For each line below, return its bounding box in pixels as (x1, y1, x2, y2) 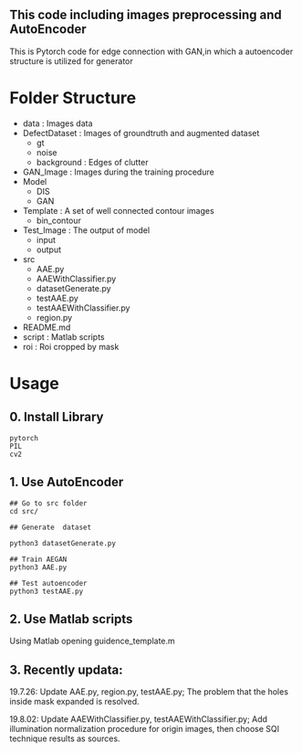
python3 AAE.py (9, 562, 68, 572)
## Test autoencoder (9, 578, 89, 588)
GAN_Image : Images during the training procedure (22, 166, 214, 177)
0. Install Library (9, 409, 104, 425)
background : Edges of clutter (36, 156, 149, 167)
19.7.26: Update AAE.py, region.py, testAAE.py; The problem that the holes (9, 686, 289, 697)
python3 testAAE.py (9, 587, 84, 596)
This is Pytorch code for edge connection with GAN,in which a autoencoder (9, 46, 294, 57)
